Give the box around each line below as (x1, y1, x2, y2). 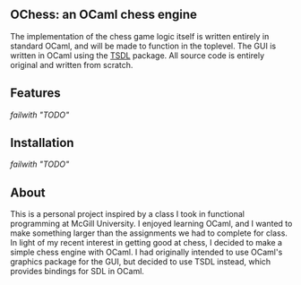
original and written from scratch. (10, 59, 133, 70)
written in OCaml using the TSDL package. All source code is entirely (10, 49, 265, 61)
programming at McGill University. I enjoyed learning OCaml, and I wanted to (10, 219, 293, 229)
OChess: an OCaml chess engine (10, 7, 198, 22)
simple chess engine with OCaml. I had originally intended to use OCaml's (10, 246, 283, 258)
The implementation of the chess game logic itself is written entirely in (10, 30, 270, 41)
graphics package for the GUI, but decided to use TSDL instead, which (10, 256, 271, 267)
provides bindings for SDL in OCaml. (10, 266, 144, 277)
